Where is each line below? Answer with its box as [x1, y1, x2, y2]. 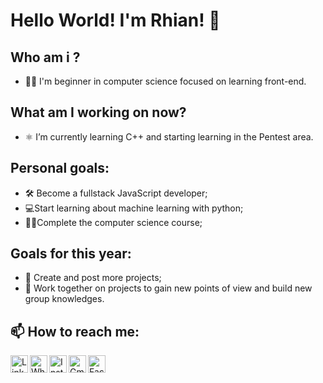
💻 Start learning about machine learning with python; [24, 202, 244, 214]
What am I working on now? [10, 104, 187, 121]
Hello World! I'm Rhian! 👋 [10, 9, 221, 32]
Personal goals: [10, 160, 110, 177]
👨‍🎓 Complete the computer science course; [24, 216, 203, 228]
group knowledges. [24, 293, 105, 305]
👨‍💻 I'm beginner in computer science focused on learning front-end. [24, 75, 307, 87]
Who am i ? [10, 49, 81, 66]
